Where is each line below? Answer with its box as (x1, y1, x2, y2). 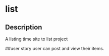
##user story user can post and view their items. (5, 46, 104, 51)
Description (5, 23, 42, 31)
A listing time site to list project (5, 36, 68, 42)
